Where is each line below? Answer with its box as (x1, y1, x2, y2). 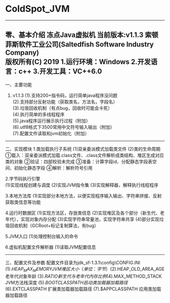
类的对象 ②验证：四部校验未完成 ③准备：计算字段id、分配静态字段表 (5, 158, 153, 165)
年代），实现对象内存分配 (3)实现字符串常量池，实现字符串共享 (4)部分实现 (5, 216, 159, 222)
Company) (5, 49, 39, 57)
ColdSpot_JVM (5, 3, 70, 15)
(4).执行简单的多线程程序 (12, 111, 65, 117)
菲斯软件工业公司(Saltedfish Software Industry (5, 40, 154, 49)
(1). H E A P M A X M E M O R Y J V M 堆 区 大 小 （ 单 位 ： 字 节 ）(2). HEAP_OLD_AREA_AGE (5, 266, 165, 273)
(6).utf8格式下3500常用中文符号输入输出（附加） (12, 124, 115, 130)
